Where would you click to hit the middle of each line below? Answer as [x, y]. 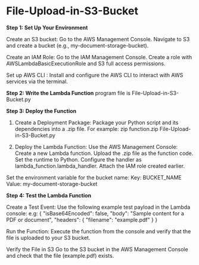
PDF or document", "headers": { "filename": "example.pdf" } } [82, 220]
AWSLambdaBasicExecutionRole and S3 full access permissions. [86, 63]
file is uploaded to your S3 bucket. [48, 237]
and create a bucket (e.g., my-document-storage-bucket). [77, 45]
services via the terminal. [37, 81]
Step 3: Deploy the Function [41, 111]
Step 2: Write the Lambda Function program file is [69, 93]
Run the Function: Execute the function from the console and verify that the [99, 231]
